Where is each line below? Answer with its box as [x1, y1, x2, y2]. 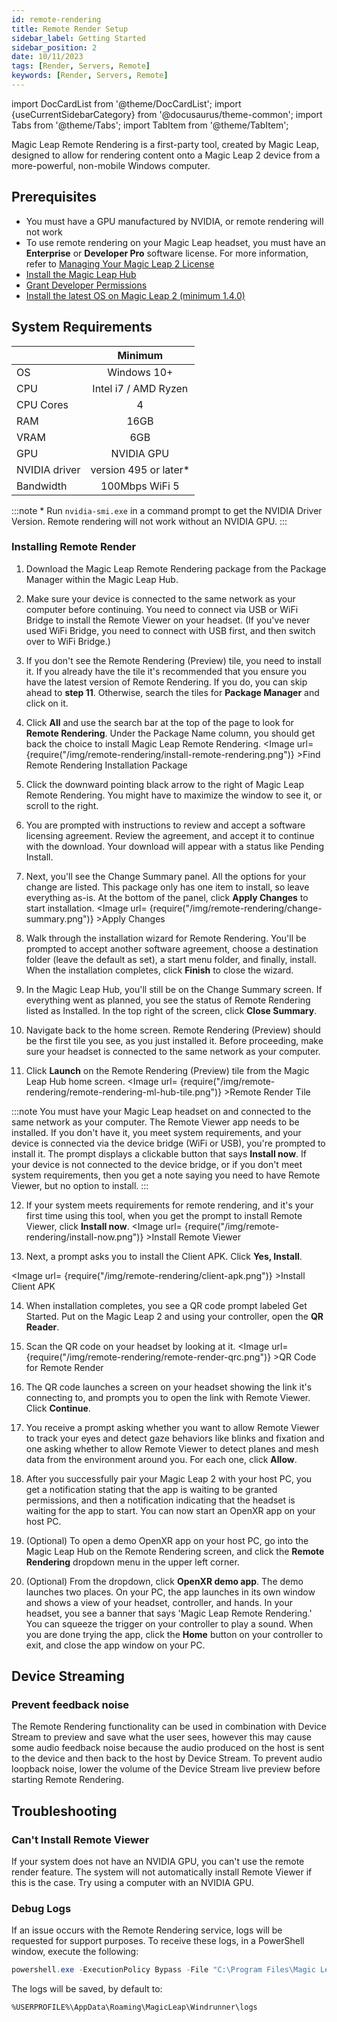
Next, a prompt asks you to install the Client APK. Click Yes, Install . [25, 1250, 303, 1262]
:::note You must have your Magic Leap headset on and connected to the [11, 1105, 312, 1117]
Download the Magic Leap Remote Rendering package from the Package [25, 562, 327, 575]
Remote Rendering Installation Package [25, 759, 188, 771]
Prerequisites [11, 189, 97, 206]
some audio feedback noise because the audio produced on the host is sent [11, 1742, 325, 1754]
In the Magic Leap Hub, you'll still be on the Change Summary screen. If [25, 983, 323, 995]
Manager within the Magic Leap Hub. [25, 573, 179, 585]
